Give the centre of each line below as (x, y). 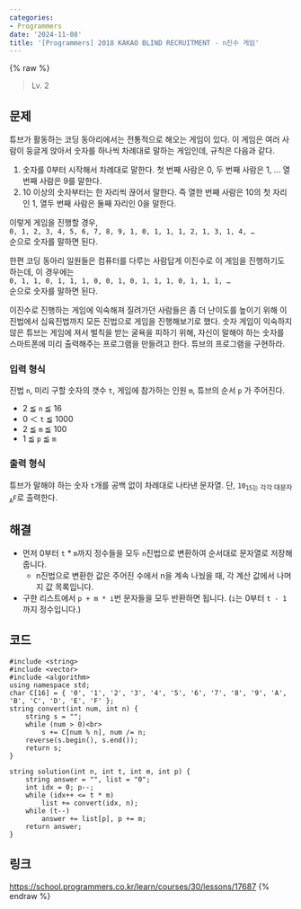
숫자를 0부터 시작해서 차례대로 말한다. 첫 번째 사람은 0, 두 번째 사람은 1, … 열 (156, 170)
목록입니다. (75, 587)
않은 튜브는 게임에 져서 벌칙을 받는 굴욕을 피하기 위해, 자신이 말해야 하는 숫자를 (147, 332)
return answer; (54, 826)
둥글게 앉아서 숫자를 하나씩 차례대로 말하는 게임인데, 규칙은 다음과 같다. (150, 151)
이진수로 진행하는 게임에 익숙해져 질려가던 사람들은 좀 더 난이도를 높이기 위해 (144, 310)
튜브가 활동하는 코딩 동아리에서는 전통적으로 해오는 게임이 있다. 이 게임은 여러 (145, 139)
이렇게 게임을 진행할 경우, (54, 223)
